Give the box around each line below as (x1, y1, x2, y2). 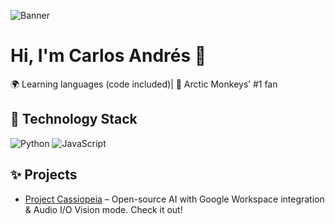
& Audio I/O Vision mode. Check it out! (24, 203, 183, 215)
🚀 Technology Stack (10, 111, 138, 128)
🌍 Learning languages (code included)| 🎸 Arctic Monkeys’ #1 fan (10, 78, 278, 90)
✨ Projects (10, 166, 78, 184)
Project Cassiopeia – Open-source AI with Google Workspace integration (24, 193, 325, 205)
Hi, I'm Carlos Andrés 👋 (10, 45, 207, 67)
